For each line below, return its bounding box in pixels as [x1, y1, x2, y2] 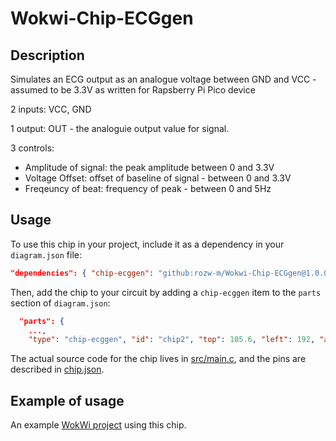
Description [10, 47, 85, 64]
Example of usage [10, 392, 125, 409]
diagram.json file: [10, 248, 83, 261]
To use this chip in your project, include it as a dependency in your [10, 238, 285, 250]
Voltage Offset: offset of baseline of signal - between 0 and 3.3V [24, 172, 292, 184]
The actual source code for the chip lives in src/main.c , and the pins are [10, 353, 307, 365]
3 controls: [10, 142, 55, 154]
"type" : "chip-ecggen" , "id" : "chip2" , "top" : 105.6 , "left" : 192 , [28, 335, 316, 345]
